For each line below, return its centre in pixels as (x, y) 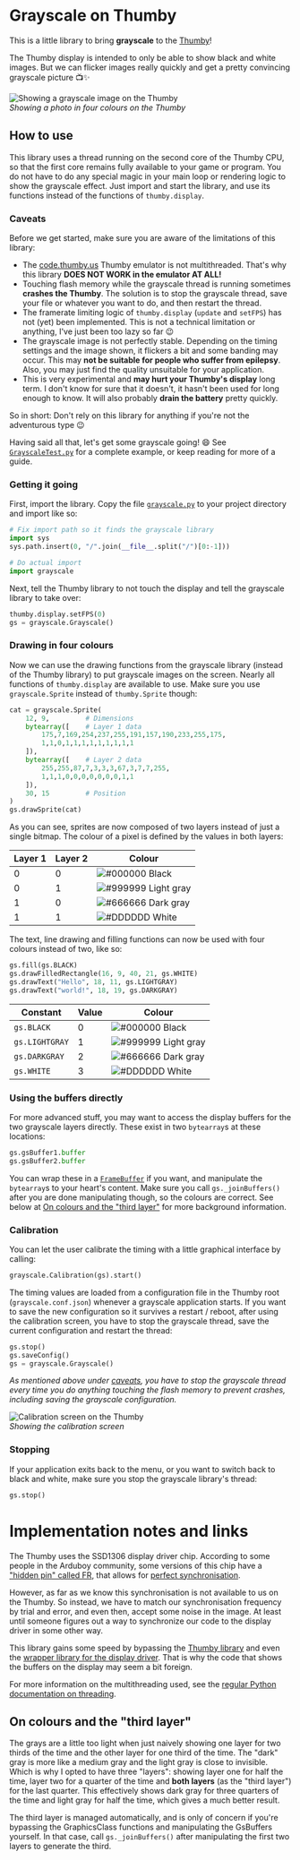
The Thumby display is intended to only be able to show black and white (142, 57)
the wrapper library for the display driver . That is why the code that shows (146, 1657)
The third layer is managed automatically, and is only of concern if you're (144, 1818)
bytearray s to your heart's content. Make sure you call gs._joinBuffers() (145, 1187)
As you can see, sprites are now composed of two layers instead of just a (145, 827)
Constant (41, 1012)
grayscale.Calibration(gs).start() (76, 1275)
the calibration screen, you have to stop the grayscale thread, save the (139, 1321)
